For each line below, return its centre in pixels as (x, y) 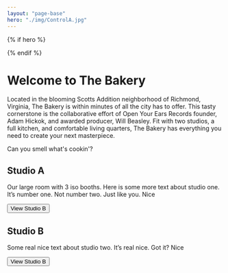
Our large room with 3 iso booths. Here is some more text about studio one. (114, 187)
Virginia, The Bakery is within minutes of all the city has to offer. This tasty (112, 106)
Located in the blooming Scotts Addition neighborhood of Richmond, (104, 99)
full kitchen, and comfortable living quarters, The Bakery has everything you (114, 128)
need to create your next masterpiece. (61, 136)
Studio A (26, 170)
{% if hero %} (26, 39)
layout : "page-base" (37, 13)
